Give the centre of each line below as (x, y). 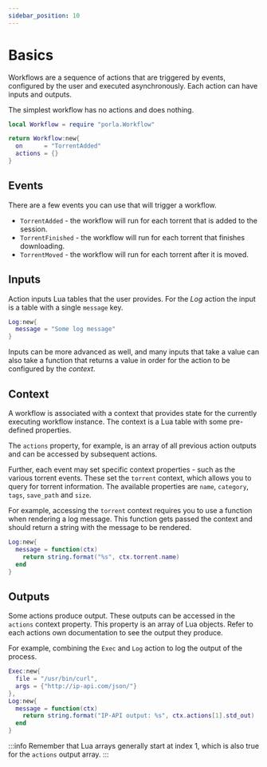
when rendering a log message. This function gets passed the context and (130, 519)
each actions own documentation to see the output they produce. (116, 633)
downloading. (42, 246)
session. (33, 229)
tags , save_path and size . (50, 495)
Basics (31, 55)
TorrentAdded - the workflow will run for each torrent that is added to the (138, 220)
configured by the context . (52, 369)
